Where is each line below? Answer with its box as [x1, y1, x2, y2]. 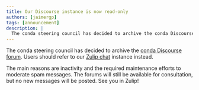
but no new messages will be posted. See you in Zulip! [6, 78, 139, 85]
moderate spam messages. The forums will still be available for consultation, [6, 71, 193, 78]
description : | [6, 25, 44, 31]
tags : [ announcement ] [6, 20, 60, 25]
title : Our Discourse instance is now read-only [6, 8, 129, 15]
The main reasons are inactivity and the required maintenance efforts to [6, 65, 181, 72]
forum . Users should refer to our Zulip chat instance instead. [6, 53, 153, 60]
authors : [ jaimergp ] [6, 14, 57, 20]
